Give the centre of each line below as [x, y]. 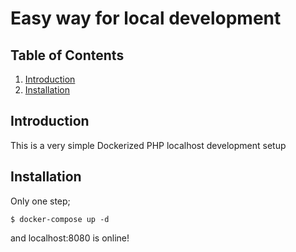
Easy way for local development [146, 18]
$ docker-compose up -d [60, 219]
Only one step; [40, 201]
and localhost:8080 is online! [70, 238]
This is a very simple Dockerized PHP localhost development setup [148, 145]
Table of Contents [67, 55]
